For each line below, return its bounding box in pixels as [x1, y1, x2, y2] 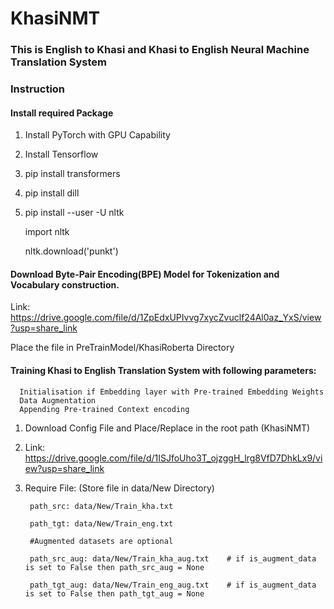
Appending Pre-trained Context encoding [19, 404, 190, 414]
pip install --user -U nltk [24, 207, 125, 219]
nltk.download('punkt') [24, 245, 119, 257]
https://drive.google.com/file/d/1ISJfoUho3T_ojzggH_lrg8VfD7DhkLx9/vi [24, 452, 323, 464]
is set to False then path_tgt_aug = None [24, 588, 205, 599]
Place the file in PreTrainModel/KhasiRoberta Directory [10, 342, 235, 354]
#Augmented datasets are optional [29, 536, 174, 546]
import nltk [24, 226, 70, 238]
